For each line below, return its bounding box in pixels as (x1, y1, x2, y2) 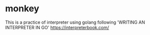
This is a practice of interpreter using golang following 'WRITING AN (5, 19, 146, 25)
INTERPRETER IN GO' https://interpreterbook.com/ (5, 24, 110, 30)
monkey (5, 3, 39, 14)
